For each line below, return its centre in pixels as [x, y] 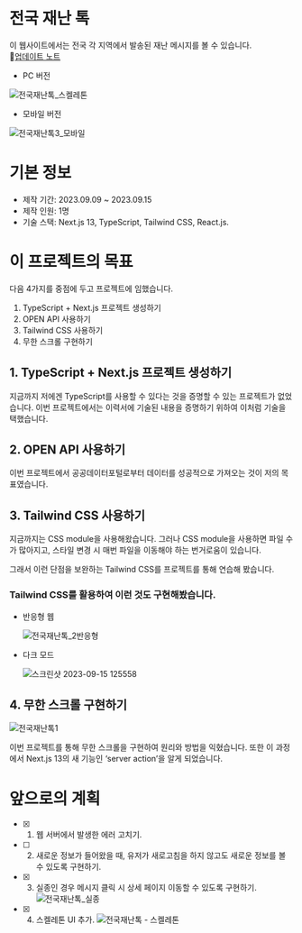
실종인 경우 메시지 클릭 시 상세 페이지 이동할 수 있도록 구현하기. [146, 888]
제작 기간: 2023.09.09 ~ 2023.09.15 [87, 199]
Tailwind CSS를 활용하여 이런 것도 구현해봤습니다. [113, 595]
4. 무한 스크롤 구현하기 [69, 704]
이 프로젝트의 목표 [71, 262]
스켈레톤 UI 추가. [65, 919]
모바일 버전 [42, 114]
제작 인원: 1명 [46, 210]
